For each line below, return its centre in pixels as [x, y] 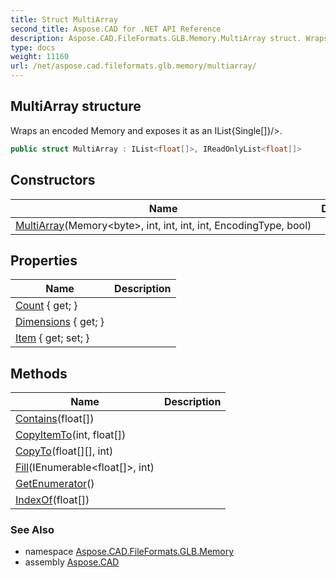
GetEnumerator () [55, 484]
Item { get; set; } [52, 338]
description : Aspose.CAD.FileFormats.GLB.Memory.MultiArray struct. [156, 38]
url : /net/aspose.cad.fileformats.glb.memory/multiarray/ [133, 66]
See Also [32, 530]
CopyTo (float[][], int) [64, 451]
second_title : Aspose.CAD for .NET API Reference [116, 29]
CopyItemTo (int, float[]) [71, 435]
